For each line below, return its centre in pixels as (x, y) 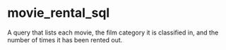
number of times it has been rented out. (65, 39)
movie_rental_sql (59, 13)
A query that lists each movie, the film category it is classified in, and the (113, 32)
